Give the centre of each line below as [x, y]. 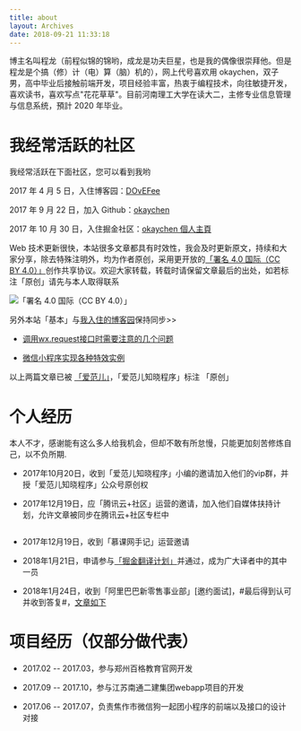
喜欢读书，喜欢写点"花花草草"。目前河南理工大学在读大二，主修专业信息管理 [150, 94]
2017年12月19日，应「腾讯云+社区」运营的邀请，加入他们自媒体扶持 [147, 504]
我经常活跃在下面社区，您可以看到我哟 [80, 172]
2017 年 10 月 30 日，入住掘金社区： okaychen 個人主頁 [111, 229]
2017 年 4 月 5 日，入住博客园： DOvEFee [85, 191]
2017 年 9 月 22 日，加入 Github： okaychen [90, 210]
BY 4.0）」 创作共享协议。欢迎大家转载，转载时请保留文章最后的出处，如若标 [149, 271]
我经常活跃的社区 [73, 145]
